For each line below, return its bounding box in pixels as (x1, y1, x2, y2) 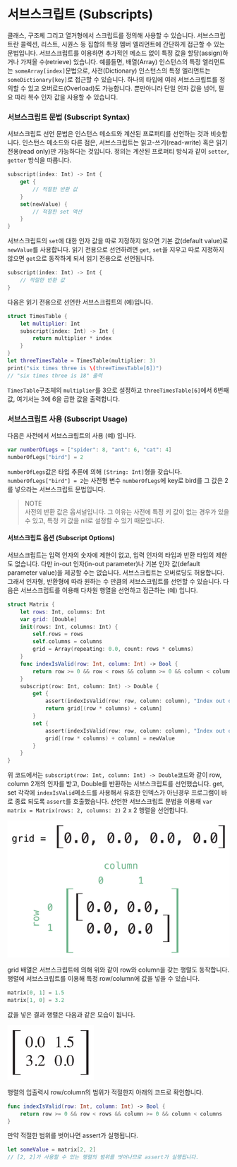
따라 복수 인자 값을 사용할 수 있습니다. (14, 92, 119, 101)
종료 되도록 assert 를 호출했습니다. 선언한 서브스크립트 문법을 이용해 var (14, 798, 213, 806)
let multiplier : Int (20, 320, 80, 327)
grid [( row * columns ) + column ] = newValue (44, 735, 175, 742)
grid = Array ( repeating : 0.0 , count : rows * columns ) (32, 646, 194, 653)
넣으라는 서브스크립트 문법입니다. (14, 484, 106, 494)
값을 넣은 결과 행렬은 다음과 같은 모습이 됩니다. (7, 1010, 135, 1019)
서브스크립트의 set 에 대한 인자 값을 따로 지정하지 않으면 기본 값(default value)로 (7, 237, 229, 245)
